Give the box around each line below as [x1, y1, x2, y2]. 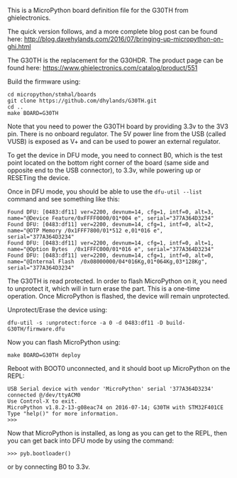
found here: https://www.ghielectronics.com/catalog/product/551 [7, 64, 198, 72]
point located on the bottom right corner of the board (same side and [7, 159, 209, 167]
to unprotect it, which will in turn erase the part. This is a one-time [7, 284, 201, 293]
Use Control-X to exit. [7, 398, 78, 405]
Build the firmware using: [7, 77, 81, 86]
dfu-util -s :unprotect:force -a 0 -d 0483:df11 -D [7, 319, 163, 326]
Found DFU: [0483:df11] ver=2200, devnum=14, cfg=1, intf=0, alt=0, [7, 252, 214, 259]
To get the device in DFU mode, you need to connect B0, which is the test [7, 151, 223, 159]
